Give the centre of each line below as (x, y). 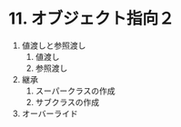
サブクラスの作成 (67, 102)
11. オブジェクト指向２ (91, 19)
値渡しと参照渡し (54, 45)
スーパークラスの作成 (75, 91)
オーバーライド (50, 113)
